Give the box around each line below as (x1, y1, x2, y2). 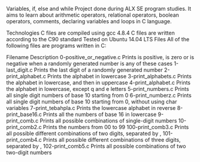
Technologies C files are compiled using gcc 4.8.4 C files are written (6, 29, 175, 36)
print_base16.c (6, 111, 42, 118)
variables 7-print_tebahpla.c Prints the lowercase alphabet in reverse (6, 105, 176, 111)
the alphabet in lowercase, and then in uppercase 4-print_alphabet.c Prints (6, 79, 190, 86)
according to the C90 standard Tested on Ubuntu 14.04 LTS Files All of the (6, 36, 190, 42)
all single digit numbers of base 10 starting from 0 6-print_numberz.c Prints (6, 92, 192, 99)
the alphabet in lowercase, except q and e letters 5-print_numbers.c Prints (6, 85, 190, 92)
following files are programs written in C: (6, 42, 107, 49)
